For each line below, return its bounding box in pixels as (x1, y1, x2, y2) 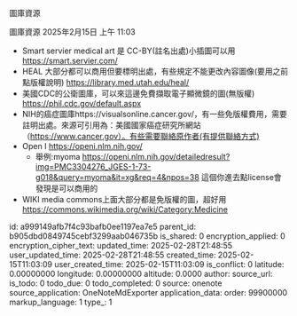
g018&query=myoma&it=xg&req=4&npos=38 (35, 172, 199, 182)
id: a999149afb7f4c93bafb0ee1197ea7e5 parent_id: (9, 221, 197, 232)
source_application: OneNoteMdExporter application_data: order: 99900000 (9, 288, 288, 297)
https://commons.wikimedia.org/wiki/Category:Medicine (21, 204, 229, 215)
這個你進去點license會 (200, 172, 282, 182)
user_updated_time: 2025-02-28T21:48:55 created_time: (9, 249, 216, 260)
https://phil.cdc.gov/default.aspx (21, 99, 142, 108)
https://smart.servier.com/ (21, 56, 118, 66)
